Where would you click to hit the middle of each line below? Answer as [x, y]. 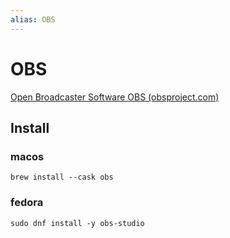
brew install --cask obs [62, 177]
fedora [27, 203]
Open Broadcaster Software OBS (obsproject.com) [115, 97]
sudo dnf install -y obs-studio [77, 223]
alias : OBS [33, 19]
